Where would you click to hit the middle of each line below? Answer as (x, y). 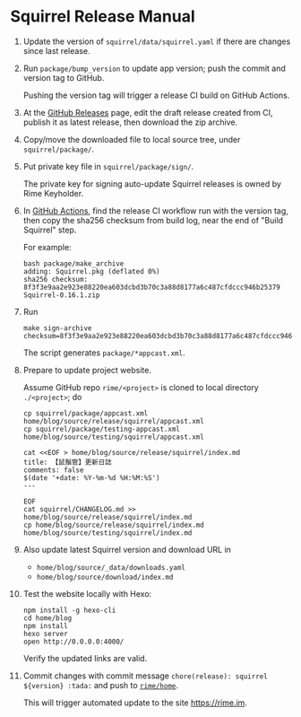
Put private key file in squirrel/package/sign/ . (108, 166)
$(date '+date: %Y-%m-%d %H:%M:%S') (91, 477)
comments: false (53, 470)
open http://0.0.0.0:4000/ (73, 642)
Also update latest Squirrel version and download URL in (127, 549)
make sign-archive (57, 328)
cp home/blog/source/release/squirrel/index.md (113, 525)
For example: (47, 247)
